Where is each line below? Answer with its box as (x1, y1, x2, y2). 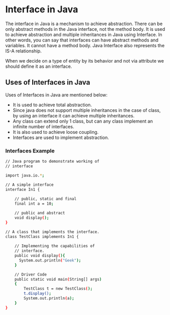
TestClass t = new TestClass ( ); (24, 286, 93, 291)
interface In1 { (5, 187, 40, 192)
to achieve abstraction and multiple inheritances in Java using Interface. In (5, 31, 162, 37)
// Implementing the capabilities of (14, 244, 95, 249)
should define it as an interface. (5, 63, 72, 69)
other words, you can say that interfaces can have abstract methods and (5, 37, 159, 43)
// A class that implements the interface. (5, 229, 100, 234)
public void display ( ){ (14, 253, 66, 259)
